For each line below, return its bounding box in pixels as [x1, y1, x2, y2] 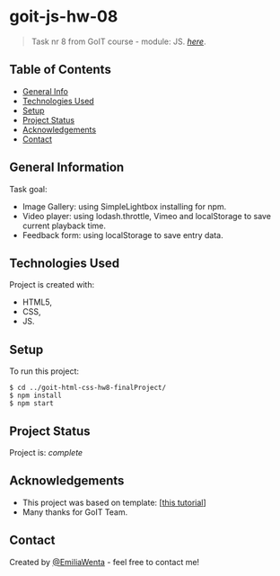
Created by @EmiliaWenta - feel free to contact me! [9, 556, 200, 567]
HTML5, [22, 297, 52, 307]
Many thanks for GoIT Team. [22, 506, 128, 518]
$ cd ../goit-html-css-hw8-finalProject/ [9, 384, 167, 393]
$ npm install [9, 391, 63, 401]
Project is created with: [9, 279, 95, 290]
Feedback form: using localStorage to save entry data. [22, 229, 223, 240]
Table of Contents [9, 62, 112, 77]
